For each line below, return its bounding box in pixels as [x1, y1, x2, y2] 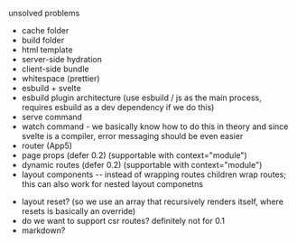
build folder [21, 35, 65, 45]
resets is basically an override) [21, 206, 136, 216]
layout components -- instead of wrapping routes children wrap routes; [21, 169, 286, 180]
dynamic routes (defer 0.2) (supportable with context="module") [21, 160, 263, 170]
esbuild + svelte [21, 83, 82, 93]
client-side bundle [21, 63, 89, 74]
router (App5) [21, 140, 73, 151]
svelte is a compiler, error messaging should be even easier [21, 131, 244, 141]
